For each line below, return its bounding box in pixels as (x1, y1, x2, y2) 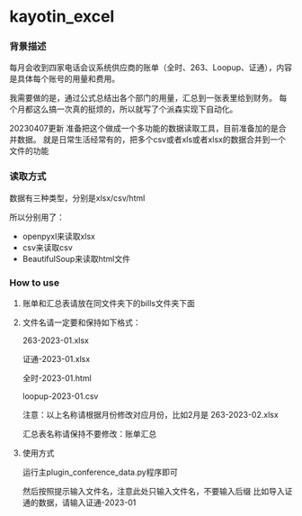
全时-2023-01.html (22, 373, 92, 384)
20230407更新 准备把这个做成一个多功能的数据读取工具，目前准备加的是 (9, 123, 279, 134)
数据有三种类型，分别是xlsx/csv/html (9, 192, 146, 204)
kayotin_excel (9, 6, 115, 27)
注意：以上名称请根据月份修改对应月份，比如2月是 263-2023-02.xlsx (22, 410, 279, 421)
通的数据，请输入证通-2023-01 (22, 497, 137, 508)
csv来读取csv (22, 241, 74, 253)
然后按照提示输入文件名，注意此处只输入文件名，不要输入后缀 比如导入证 (22, 486, 293, 497)
